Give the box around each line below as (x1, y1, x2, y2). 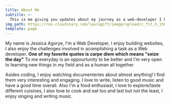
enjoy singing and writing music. (5, 93, 73, 99)
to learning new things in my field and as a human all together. (5, 62, 135, 68)
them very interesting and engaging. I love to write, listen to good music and (5, 77, 164, 83)
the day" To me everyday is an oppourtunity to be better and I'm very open (5, 56, 162, 62)
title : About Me (5, 7, 39, 13)
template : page (5, 26, 37, 31)
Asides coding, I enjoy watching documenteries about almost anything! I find (5, 72, 165, 78)
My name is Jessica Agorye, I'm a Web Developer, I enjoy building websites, (5, 40, 164, 46)
